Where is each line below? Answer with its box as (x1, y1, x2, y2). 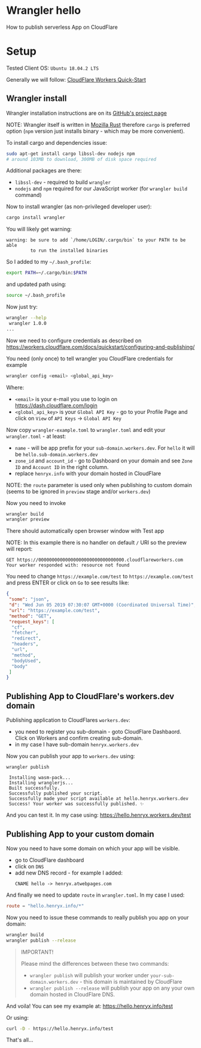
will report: (6, 545, 33, 553)
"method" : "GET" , (8, 613, 52, 619)
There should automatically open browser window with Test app (6, 527, 165, 535)
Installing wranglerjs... (8, 780, 74, 786)
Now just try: (6, 303, 38, 310)
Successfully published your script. (8, 790, 103, 796)
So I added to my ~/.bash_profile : (6, 258, 92, 265)
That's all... (6, 1037, 34, 1044)
